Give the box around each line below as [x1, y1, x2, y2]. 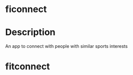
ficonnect [5, 4, 47, 15]
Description [5, 27, 56, 38]
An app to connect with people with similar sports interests [5, 43, 128, 49]
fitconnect [5, 61, 50, 72]
